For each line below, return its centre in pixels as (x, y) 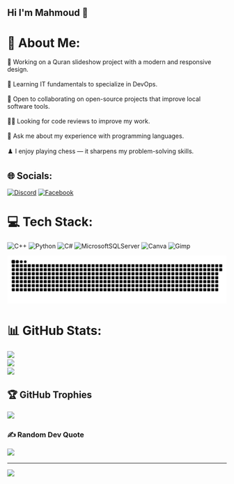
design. (18, 70)
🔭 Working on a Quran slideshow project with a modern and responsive (109, 62)
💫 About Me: (44, 43)
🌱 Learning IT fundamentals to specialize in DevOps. (83, 84)
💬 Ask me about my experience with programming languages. (96, 136)
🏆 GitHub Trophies (50, 395)
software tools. (29, 107)
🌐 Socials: (30, 176)
